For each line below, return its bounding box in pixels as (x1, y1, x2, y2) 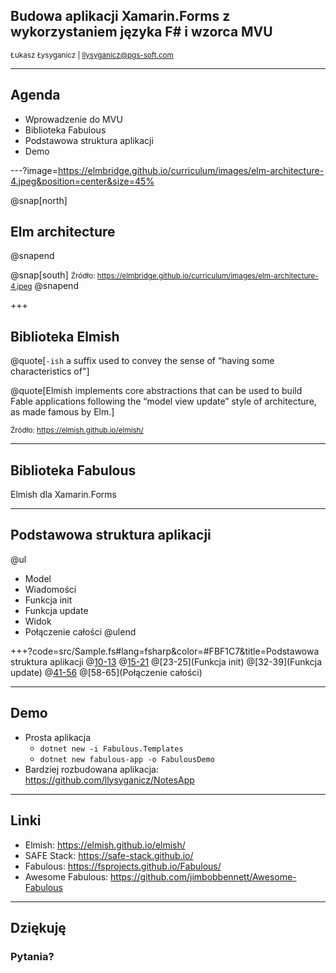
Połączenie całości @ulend (24, 625, 137, 638)
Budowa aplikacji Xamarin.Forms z (10, 8, 231, 25)
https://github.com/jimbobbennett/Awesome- (110, 870, 297, 883)
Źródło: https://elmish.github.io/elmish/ (10, 425, 144, 436)
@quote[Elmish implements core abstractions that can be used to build (10, 385, 303, 397)
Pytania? (10, 949, 55, 963)
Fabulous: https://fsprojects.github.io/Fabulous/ (24, 860, 222, 872)
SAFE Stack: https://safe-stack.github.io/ (24, 849, 194, 861)
